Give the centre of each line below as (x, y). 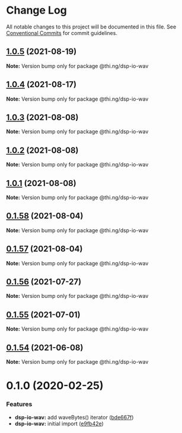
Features (19, 405)
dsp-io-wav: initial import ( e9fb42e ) (59, 424)
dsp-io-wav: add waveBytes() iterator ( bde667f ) (74, 417)
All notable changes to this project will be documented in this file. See (91, 27)
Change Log (36, 10)
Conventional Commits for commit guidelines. (62, 33)
